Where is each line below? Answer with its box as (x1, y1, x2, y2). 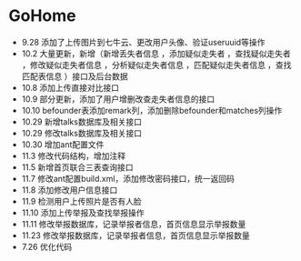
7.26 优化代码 (21, 241, 73, 252)
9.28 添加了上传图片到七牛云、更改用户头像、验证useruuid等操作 (21, 36, 266, 47)
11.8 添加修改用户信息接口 (21, 184, 118, 196)
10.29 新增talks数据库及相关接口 (21, 115, 143, 127)
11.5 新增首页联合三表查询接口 (21, 161, 134, 173)
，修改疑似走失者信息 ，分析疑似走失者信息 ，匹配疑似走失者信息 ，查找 (21, 59, 292, 70)
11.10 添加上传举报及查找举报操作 (21, 206, 145, 218)
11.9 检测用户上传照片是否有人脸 (21, 196, 142, 206)
